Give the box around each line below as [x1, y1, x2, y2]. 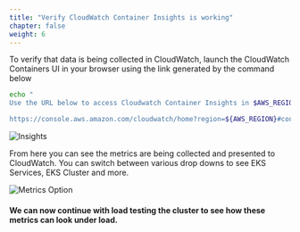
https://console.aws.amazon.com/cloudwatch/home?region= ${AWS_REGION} [9, 115, 278, 124]
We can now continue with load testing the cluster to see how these [9, 204, 266, 215]
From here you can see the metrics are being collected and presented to [9, 148, 275, 159]
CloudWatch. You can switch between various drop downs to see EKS [9, 158, 266, 168]
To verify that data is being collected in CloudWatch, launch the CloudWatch [9, 54, 290, 65]
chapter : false [9, 21, 66, 30]
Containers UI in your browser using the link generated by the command [9, 63, 275, 74]
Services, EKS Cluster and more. [9, 167, 129, 178]
